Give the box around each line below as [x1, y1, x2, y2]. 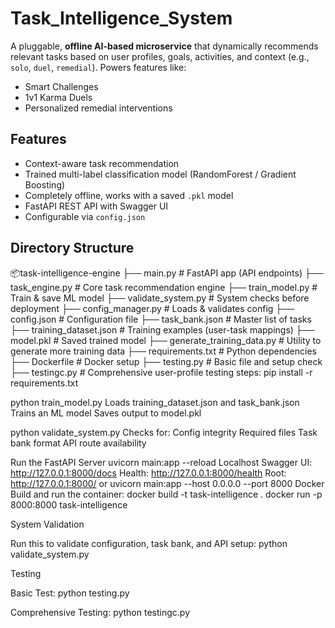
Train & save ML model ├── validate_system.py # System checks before [10, 292, 310, 304]
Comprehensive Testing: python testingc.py [10, 606, 190, 618]
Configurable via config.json [24, 210, 146, 222]
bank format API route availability [10, 437, 147, 449]
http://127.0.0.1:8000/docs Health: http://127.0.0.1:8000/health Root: [10, 467, 287, 479]
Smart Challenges [24, 80, 99, 92]
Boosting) [24, 178, 66, 191]
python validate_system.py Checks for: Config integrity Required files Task [10, 426, 318, 438]
